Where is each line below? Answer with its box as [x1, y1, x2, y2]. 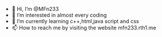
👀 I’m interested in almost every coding [11, 12, 107, 18]
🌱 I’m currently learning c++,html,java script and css [11, 18, 140, 24]
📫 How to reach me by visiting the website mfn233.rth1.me [11, 24, 157, 31]
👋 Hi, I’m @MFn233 [11, 6, 59, 12]
